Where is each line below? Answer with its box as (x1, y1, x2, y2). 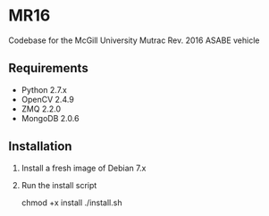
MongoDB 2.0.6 (21, 112, 80, 123)
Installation (8, 139, 72, 154)
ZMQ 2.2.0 (21, 104, 62, 114)
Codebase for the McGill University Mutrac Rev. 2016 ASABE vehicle (8, 35, 260, 46)
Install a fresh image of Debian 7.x (21, 162, 147, 173)
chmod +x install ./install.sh (21, 197, 122, 208)
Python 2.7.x (21, 84, 68, 95)
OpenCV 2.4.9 (21, 94, 75, 104)
